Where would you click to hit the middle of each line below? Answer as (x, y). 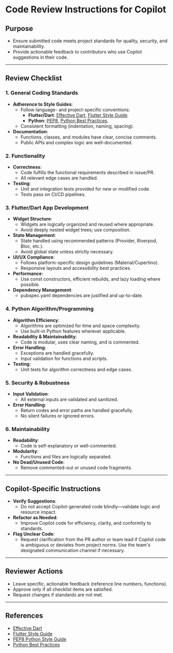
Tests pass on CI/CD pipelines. (53, 194)
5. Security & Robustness (38, 383)
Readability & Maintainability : (45, 336)
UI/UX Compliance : (34, 257)
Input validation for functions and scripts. (64, 358)
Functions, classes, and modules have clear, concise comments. (89, 137)
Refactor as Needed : (35, 517)
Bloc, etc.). (32, 246)
